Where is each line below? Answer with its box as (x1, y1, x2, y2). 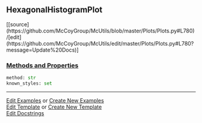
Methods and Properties (6, 61, 79, 70)
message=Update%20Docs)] (6, 46, 79, 53)
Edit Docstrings (6, 109, 44, 116)
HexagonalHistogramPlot (6, 5, 103, 15)
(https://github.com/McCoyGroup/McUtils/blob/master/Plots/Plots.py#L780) (6, 27, 195, 34)
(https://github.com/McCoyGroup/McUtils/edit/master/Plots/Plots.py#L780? (6, 40, 194, 47)
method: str (6, 75, 36, 81)
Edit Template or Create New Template (6, 103, 102, 110)
